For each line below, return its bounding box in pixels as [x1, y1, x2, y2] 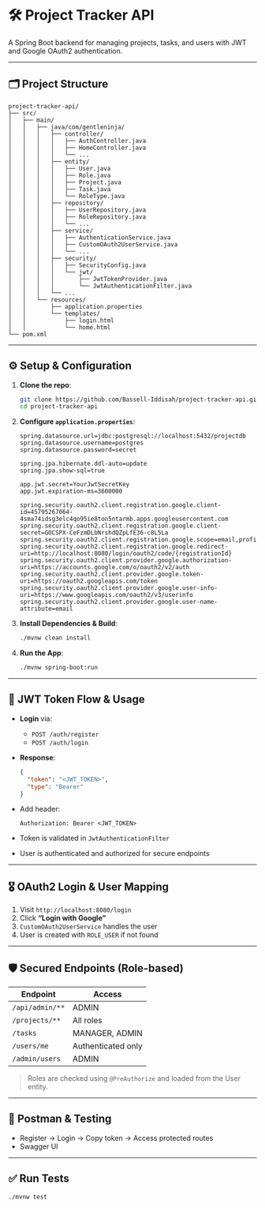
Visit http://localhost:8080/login [19, 905, 132, 914]
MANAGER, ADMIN [72, 1028, 144, 1038]
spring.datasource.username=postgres [19, 439, 144, 447]
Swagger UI [19, 1142, 58, 1151]
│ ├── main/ [8, 116, 55, 124]
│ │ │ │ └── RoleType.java [8, 192, 125, 200]
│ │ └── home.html [8, 323, 111, 332]
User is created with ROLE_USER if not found [19, 930, 159, 940]
